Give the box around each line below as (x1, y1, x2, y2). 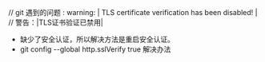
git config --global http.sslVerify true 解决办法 (19, 45, 171, 54)
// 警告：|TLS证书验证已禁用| (8, 17, 104, 27)
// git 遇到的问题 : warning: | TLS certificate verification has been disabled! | (8, 8, 258, 17)
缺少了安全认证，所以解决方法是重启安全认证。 (19, 35, 175, 44)
